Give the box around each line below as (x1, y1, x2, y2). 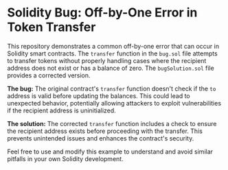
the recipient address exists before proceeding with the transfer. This (7, 127, 203, 135)
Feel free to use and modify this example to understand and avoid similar (7, 147, 214, 156)
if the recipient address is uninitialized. (7, 106, 117, 114)
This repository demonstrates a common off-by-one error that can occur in (7, 42, 220, 50)
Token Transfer (7, 19, 96, 35)
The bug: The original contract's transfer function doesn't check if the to (7, 84, 216, 93)
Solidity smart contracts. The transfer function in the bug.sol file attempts (7, 49, 218, 58)
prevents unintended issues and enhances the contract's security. (7, 134, 194, 142)
